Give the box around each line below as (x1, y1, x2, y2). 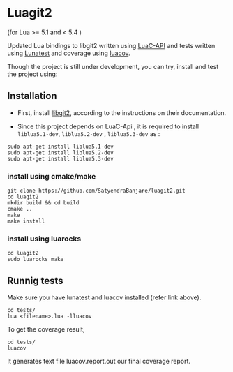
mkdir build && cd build (7, 200, 80, 207)
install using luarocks (7, 234, 82, 244)
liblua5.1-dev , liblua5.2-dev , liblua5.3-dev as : (17, 129, 160, 137)
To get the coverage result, (7, 325, 85, 334)
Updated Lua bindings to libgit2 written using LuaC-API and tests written (7, 41, 216, 50)
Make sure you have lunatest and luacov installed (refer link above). (7, 293, 202, 302)
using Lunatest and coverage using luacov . (7, 49, 130, 57)
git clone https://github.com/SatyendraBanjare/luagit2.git (7, 187, 186, 195)
